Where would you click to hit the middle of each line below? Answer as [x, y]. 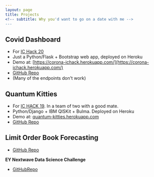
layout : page [19, 10]
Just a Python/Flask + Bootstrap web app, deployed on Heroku [78, 57]
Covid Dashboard [33, 39]
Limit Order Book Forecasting [52, 138]
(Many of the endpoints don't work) [49, 78]
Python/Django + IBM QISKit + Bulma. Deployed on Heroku [73, 111]
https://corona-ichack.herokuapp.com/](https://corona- [92, 62]
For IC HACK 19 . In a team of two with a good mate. [65, 106]
